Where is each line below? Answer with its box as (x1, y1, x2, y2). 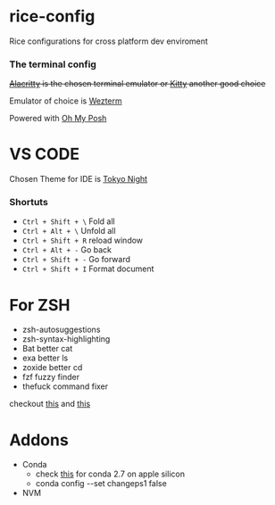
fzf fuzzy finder (21, 372, 80, 383)
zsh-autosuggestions (21, 324, 101, 335)
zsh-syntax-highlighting (21, 334, 111, 344)
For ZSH (9, 294, 71, 315)
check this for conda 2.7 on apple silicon (35, 468, 186, 479)
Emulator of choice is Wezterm (9, 95, 122, 106)
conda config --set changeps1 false (35, 478, 167, 489)
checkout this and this (9, 399, 91, 410)
